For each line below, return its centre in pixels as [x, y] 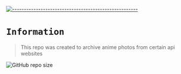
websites [32, 53]
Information [35, 32]
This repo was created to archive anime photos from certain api [98, 47]
